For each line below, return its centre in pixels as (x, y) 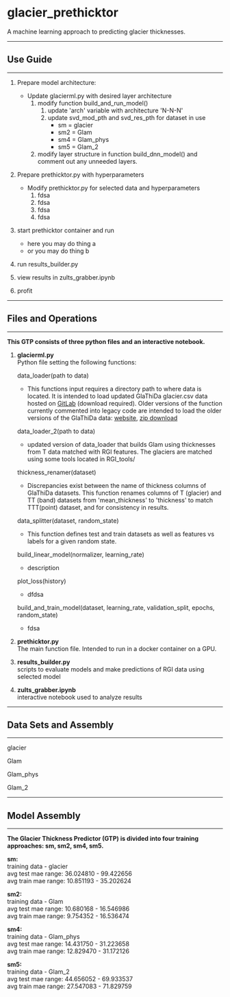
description (43, 567)
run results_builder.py (48, 264)
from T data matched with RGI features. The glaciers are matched (119, 452)
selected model (39, 676)
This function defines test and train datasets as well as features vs (120, 534)
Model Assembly (44, 816)
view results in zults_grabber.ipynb (66, 277)
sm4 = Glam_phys (84, 139)
